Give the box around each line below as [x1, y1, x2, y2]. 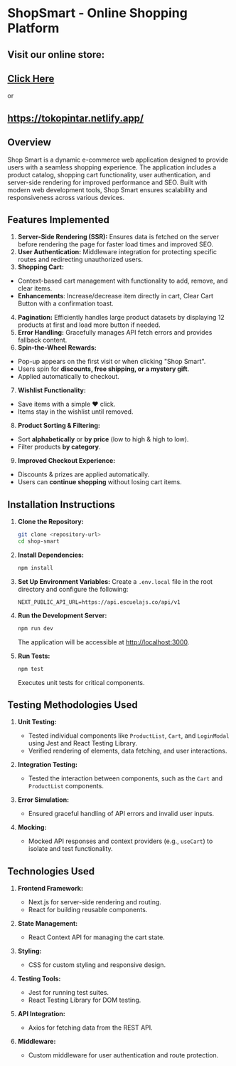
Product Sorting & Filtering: [17, 422, 101, 430]
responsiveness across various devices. [7, 193, 125, 202]
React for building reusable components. [28, 906, 148, 914]
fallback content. [17, 336, 68, 345]
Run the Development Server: [17, 611, 107, 620]
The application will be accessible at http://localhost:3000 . [17, 637, 190, 646]
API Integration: [17, 1010, 65, 1018]
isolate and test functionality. [28, 845, 113, 853]
